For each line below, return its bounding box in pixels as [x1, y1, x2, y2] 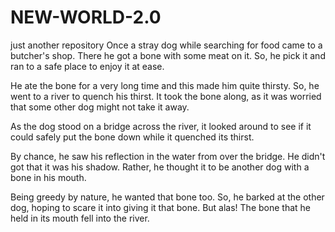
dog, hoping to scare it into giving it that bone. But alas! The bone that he [10, 201, 311, 213]
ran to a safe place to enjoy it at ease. [10, 60, 165, 72]
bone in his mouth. [10, 171, 87, 183]
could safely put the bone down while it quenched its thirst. [10, 131, 255, 143]
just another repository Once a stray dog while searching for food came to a [10, 39, 323, 51]
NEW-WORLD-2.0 [10, 6, 162, 29]
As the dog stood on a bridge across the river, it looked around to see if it [10, 120, 312, 132]
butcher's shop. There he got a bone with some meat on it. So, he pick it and [10, 49, 326, 61]
